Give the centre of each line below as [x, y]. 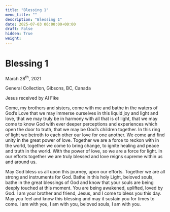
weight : [13, 39]
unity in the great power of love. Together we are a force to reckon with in [82, 140]
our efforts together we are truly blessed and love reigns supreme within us [84, 157]
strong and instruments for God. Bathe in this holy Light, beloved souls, [79, 177]
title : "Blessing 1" [27, 10]
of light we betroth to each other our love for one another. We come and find [85, 135]
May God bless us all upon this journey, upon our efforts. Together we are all [85, 172]
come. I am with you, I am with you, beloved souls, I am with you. [73, 204]
